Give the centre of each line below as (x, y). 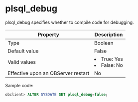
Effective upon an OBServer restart (49, 73)
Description (109, 34)
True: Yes (112, 59)
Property (49, 34)
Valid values (22, 62)
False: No (112, 65)
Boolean (104, 43)
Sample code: (19, 85)
